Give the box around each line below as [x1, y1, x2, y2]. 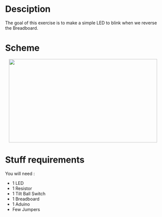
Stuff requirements [5, 154, 85, 166]
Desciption [5, 3, 51, 15]
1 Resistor [12, 185, 32, 191]
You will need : [5, 171, 35, 176]
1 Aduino [12, 201, 30, 207]
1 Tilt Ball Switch [12, 190, 46, 196]
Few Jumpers [12, 206, 40, 212]
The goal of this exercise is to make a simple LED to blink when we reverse [5, 20, 157, 26]
